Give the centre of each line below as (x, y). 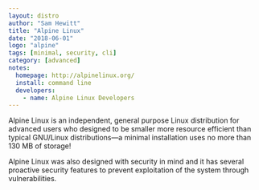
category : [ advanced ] (45, 61)
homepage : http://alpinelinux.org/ (75, 75)
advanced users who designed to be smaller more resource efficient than (130, 129)
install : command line (53, 83)
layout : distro (34, 16)
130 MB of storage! (40, 146)
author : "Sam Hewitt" (45, 23)
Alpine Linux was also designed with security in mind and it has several (126, 162)
